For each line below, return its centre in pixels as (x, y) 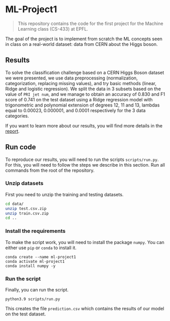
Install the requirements (35, 231)
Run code (21, 147)
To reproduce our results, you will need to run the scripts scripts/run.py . (82, 159)
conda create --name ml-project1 (41, 257)
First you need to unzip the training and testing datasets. (64, 194)
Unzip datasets (24, 183)
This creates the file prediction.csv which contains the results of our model (85, 308)
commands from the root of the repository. (50, 170)
